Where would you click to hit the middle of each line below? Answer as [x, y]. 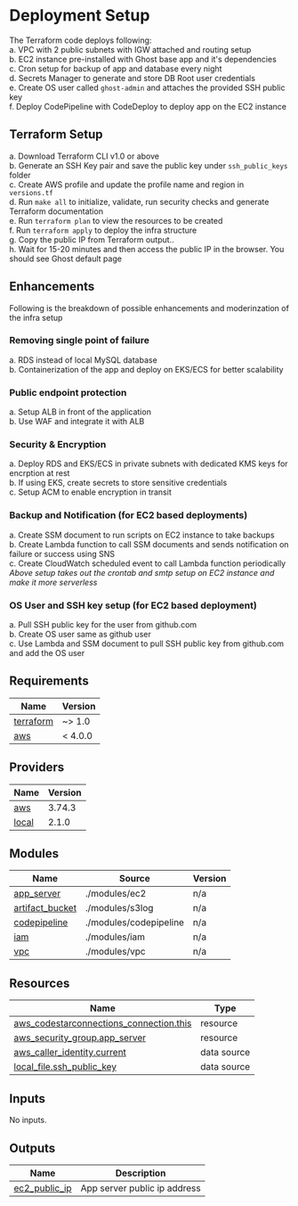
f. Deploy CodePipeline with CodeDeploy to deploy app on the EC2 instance [148, 106]
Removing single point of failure [79, 340]
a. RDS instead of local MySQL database [83, 360]
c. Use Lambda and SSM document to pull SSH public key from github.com [147, 644]
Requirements [49, 681]
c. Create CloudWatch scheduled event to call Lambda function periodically [148, 563]
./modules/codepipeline [135, 923]
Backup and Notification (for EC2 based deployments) [129, 515]
